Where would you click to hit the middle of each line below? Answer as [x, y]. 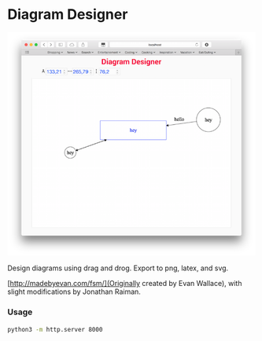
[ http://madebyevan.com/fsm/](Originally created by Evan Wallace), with [125, 284]
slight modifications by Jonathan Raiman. [74, 291]
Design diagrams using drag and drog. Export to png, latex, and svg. [118, 268]
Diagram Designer [68, 15]
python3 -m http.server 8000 [55, 329]
